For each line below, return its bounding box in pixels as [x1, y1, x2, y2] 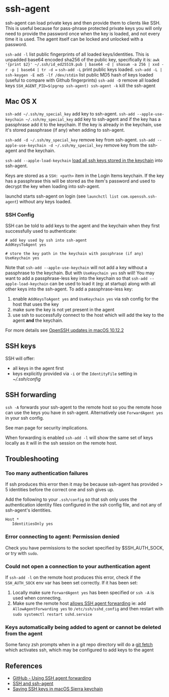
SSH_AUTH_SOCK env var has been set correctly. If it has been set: [5, 579, 138, 585]
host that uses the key [12, 301, 59, 307]
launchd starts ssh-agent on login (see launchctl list [5, 193, 119, 199]
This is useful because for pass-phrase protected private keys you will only [5, 25, 162, 31]
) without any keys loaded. [16, 198, 72, 204]
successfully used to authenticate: [5, 228, 77, 234]
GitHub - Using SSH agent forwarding [12, 675, 92, 681]
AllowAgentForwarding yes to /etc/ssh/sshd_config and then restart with [12, 605, 164, 611]
